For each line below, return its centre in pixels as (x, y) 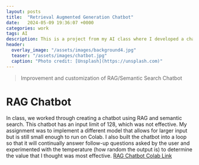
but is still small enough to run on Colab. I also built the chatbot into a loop (97, 137)
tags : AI (17, 34)
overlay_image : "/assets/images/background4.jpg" (74, 50)
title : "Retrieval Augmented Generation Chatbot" (70, 17)
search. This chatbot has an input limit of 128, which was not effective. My (97, 124)
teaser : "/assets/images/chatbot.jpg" (60, 56)
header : (16, 45)
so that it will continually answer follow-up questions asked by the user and (98, 143)
